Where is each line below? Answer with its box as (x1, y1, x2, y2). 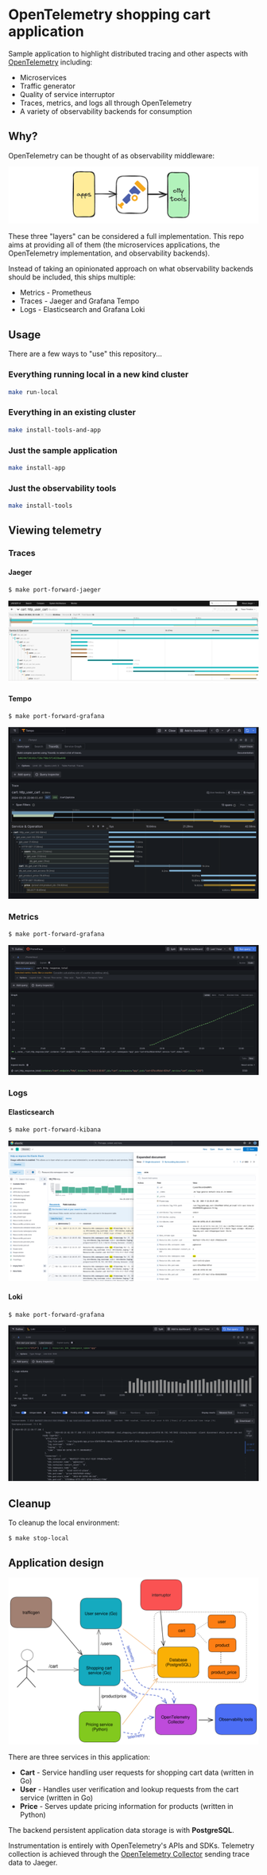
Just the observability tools (8, 482, 117, 494)
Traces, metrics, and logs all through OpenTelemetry (19, 98, 192, 107)
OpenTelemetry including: (8, 57, 93, 67)
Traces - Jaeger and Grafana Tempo (19, 296, 140, 306)
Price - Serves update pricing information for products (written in (19, 1801, 234, 1811)
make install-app (8, 463, 66, 471)
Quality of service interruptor (19, 89, 115, 99)
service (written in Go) (19, 1793, 94, 1803)
